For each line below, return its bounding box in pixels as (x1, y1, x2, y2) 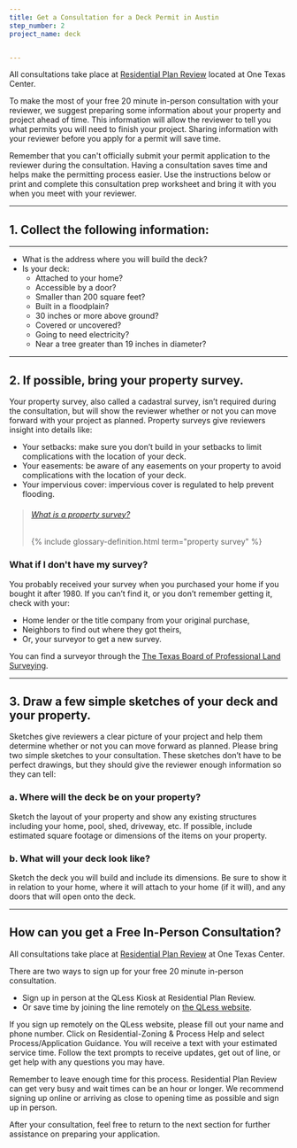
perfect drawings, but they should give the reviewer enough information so (9, 759, 282, 771)
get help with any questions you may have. (9, 1056, 165, 1067)
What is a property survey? (30, 508, 131, 519)
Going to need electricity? (34, 330, 130, 340)
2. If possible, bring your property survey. (9, 373, 245, 388)
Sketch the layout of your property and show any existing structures (9, 811, 257, 822)
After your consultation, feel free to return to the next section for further (9, 1119, 271, 1129)
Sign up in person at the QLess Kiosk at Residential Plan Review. (21, 992, 256, 1003)
